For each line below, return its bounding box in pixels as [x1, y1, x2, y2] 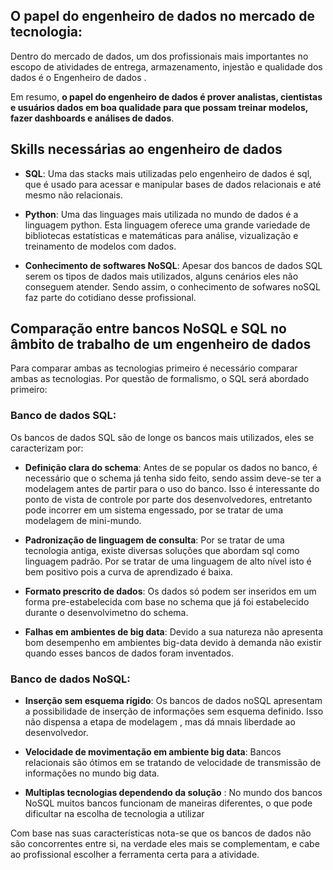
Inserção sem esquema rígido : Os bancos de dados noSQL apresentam [24, 695, 323, 707]
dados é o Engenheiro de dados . [10, 71, 147, 83]
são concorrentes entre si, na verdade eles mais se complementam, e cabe [10, 838, 320, 850]
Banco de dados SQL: [10, 409, 117, 423]
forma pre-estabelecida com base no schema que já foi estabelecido [24, 595, 310, 608]
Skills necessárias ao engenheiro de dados [10, 141, 283, 158]
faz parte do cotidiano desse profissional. [24, 291, 197, 303]
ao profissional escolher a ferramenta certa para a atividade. [10, 849, 260, 861]
